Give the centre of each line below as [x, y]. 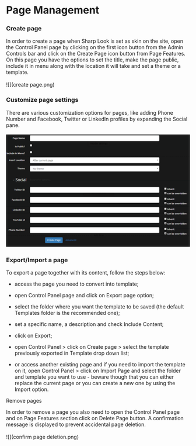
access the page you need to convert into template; [76, 284]
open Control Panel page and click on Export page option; [84, 296]
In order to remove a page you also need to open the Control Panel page [93, 412]
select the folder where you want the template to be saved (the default [99, 307]
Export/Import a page [37, 260]
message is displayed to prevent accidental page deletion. [76, 424]
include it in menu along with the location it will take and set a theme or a [93, 66]
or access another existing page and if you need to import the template [100, 365]
